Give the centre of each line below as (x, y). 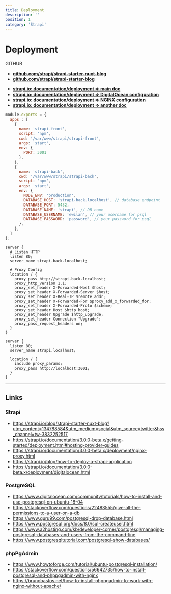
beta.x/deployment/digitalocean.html (51, 472)
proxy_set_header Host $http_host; (52, 310)
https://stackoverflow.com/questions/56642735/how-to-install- (79, 570)
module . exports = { (26, 115)
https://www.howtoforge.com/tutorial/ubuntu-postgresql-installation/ (85, 564)
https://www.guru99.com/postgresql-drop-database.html (73, 518)
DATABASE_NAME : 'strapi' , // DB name (63, 210)
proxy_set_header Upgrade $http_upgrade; (59, 314)
